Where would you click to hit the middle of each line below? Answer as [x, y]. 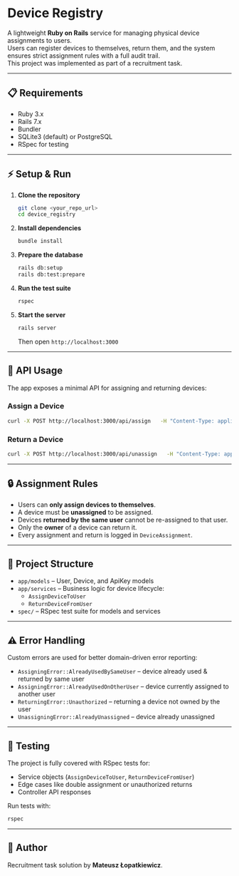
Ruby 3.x [31, 114]
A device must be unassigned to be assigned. [85, 512]
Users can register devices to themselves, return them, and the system [111, 48]
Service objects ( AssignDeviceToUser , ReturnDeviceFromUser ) [106, 777]
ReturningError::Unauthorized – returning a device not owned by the [119, 702]
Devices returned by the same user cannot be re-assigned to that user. [123, 520]
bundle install [40, 241]
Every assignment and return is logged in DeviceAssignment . [105, 535]
